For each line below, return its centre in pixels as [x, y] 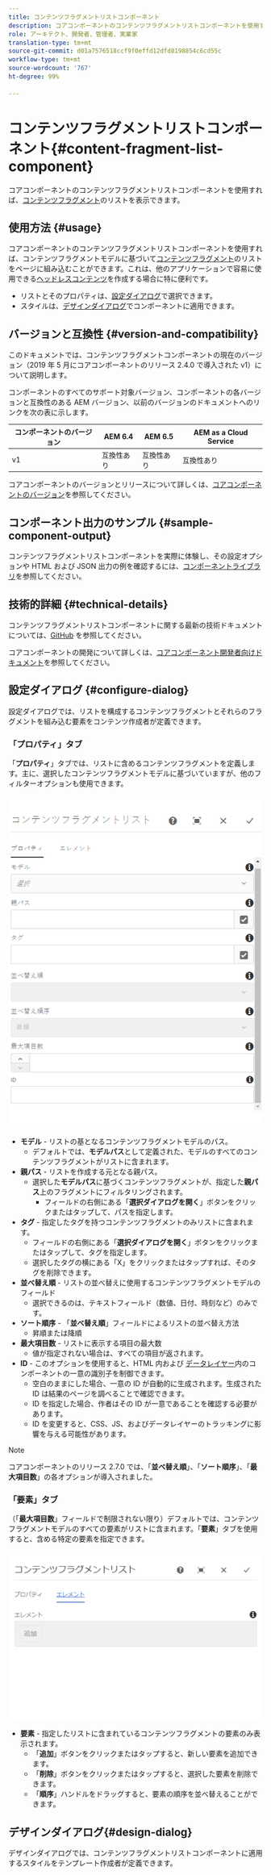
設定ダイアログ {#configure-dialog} [99, 690]
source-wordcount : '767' [50, 69]
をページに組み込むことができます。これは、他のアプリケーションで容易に [132, 269]
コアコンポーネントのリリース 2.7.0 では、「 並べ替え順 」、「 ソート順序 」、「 [129, 1466]
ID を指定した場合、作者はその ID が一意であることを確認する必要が [144, 1403]
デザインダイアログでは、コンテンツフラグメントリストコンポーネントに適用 [135, 1853]
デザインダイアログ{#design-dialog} [100, 1832]
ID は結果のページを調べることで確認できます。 [110, 1393]
